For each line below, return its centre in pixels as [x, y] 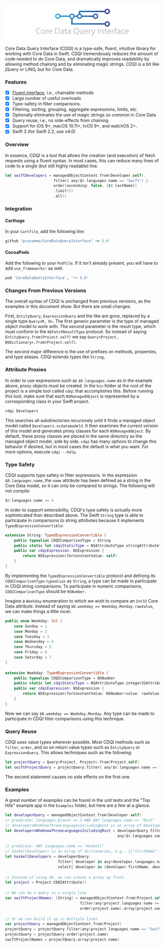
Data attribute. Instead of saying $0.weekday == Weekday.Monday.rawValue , [79, 606]
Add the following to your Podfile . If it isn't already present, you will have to [82, 263]
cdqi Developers [22, 411]
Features [16, 82]
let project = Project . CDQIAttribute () [46, 883]
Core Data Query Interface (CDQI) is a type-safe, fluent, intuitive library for [81, 48]
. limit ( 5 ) [63, 191]
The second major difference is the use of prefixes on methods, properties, [81, 352]
